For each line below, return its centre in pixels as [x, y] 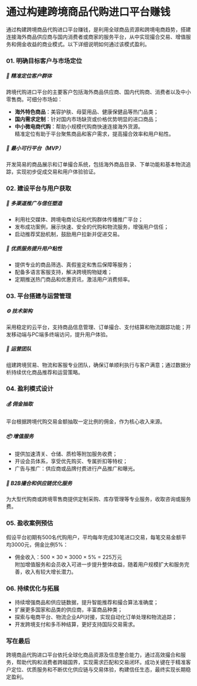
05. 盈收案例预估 [30, 523]
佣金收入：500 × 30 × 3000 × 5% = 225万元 [68, 557]
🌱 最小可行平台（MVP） [35, 148]
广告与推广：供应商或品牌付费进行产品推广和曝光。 [76, 469]
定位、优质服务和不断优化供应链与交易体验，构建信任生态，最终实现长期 [98, 670]
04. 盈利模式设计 [30, 389]
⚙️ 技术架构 [19, 311]
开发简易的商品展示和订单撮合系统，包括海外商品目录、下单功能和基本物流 [96, 164]
